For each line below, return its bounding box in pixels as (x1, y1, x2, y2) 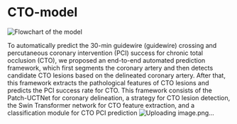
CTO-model (7, 4, 78, 20)
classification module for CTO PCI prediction (7, 108, 138, 117)
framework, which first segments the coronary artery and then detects (7, 63, 214, 72)
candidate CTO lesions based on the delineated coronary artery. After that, (7, 71, 226, 80)
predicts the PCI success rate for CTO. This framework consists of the (7, 86, 213, 94)
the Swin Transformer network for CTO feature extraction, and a (7, 101, 195, 109)
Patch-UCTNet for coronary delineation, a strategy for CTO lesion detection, (7, 93, 231, 102)
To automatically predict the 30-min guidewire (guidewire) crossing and (7, 41, 217, 49)
